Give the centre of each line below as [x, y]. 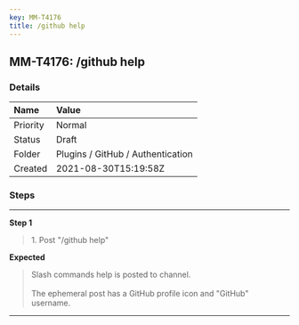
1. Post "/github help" [70, 240]
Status [27, 140]
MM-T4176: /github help [77, 62]
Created [31, 168]
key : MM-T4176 [36, 17]
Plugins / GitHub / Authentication [125, 154]
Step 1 [21, 223]
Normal [72, 126]
